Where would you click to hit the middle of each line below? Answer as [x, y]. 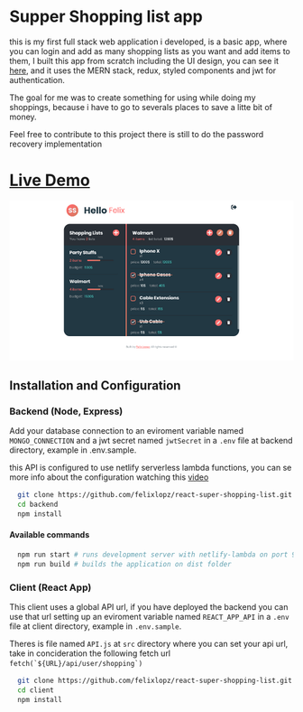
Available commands [50, 534]
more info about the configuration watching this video [109, 477]
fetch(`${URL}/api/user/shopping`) [76, 664]
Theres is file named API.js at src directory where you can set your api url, [149, 644]
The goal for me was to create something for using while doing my [133, 98]
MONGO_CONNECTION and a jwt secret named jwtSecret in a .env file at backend [151, 441]
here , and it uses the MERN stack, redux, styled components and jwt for [143, 70]
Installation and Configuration [95, 386]
